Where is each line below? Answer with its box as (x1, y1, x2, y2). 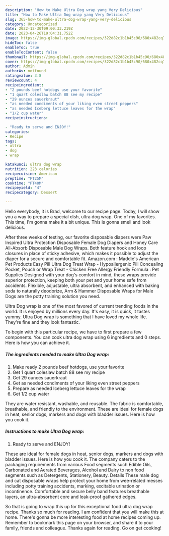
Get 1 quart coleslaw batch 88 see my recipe (12, 369, 105, 375)
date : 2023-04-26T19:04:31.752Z (5, 31, 73, 36)
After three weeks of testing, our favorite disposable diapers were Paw (5, 234, 152, 240)
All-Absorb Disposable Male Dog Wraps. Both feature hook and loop (5, 245, 147, 251)
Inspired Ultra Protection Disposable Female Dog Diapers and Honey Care (5, 239, 158, 246)
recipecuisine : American (5, 171, 57, 176)
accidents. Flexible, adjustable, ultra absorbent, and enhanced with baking (5, 282, 159, 288)
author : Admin (5, 64, 35, 69)
